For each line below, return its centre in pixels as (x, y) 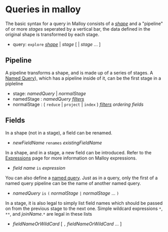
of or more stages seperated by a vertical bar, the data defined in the (78, 29)
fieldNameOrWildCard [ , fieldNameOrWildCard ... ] (67, 224)
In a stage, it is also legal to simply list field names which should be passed (84, 203)
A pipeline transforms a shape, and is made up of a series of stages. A (79, 73)
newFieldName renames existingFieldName (57, 143)
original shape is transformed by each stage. (52, 34)
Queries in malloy (43, 9)
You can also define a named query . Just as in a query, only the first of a (82, 178)
